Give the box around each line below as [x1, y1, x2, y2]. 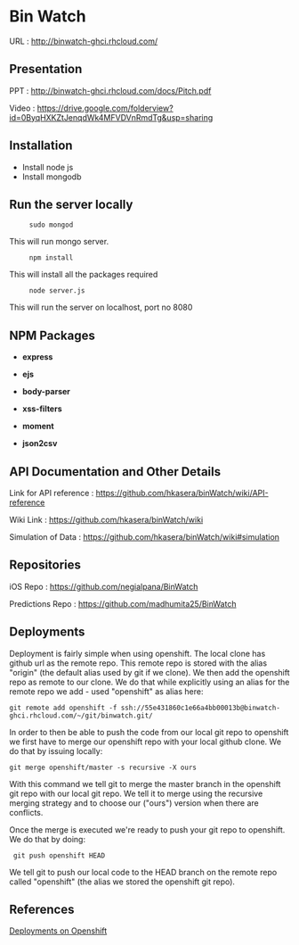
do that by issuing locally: [9, 745, 103, 756]
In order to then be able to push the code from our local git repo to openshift [9, 726, 289, 737]
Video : [9, 103, 36, 113]
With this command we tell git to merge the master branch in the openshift [9, 778, 281, 789]
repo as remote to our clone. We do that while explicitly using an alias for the [9, 676, 290, 687]
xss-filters [21, 403, 62, 414]
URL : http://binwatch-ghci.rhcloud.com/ [9, 36, 158, 46]
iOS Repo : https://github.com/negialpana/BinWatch [9, 581, 198, 592]
